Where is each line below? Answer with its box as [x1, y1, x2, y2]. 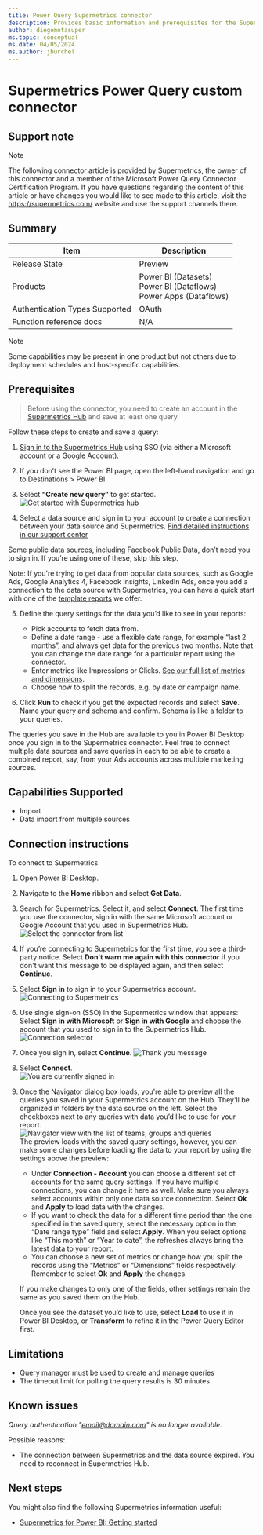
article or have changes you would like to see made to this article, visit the [8, 191, 247, 200]
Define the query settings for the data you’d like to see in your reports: [19, 609, 247, 618]
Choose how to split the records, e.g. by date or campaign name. [31, 682, 241, 692]
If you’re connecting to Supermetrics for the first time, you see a [19, 944, 227, 954]
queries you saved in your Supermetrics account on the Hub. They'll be [19, 1095, 250, 1105]
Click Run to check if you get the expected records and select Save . [19, 697, 240, 707]
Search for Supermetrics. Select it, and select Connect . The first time [19, 904, 244, 913]
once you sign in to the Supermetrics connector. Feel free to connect [8, 737, 231, 747]
